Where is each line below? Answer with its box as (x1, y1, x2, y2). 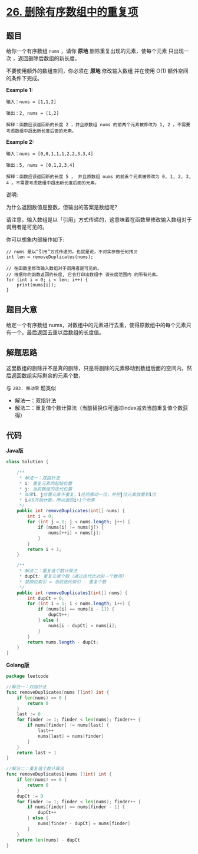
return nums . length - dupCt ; (27, 639, 99, 645)
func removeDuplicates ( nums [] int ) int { (6, 689, 110, 695)
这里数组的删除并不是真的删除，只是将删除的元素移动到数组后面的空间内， (6, 364, 187, 371)
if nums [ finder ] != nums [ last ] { (27, 723, 110, 728)
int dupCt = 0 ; (27, 595, 65, 601)
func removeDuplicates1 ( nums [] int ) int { (6, 771, 112, 777)
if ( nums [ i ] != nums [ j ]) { (37, 525, 104, 530)
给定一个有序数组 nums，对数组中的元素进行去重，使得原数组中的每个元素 (6, 321, 187, 328)
